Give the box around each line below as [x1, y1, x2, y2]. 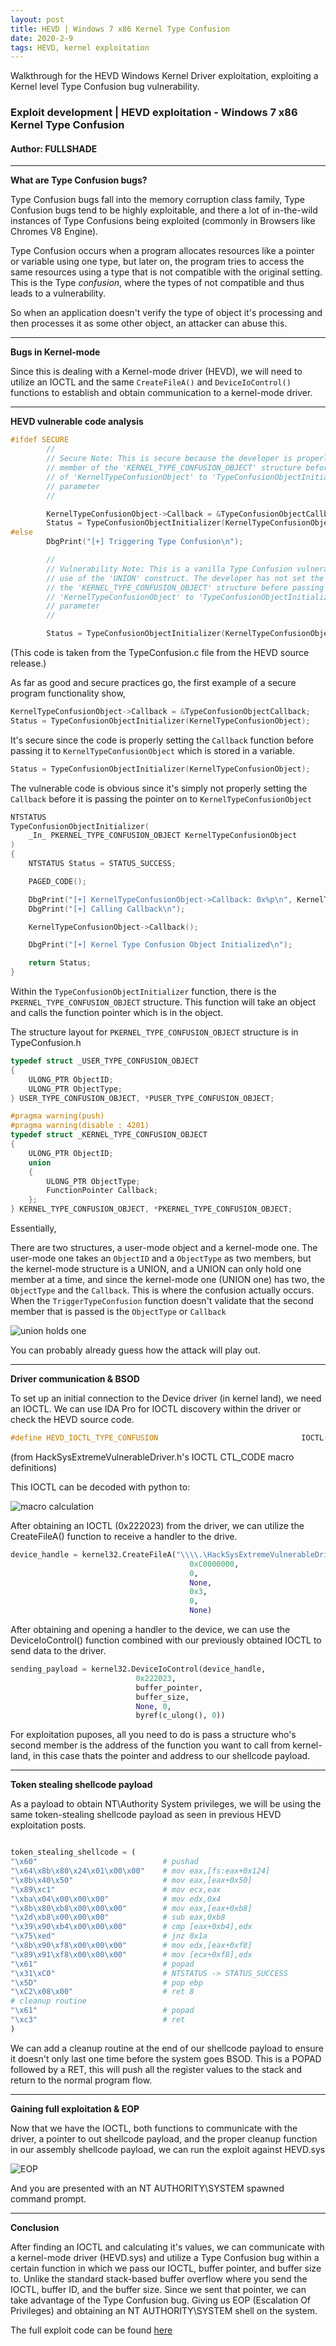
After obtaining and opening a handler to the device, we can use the [10, 1624, 291, 1635]
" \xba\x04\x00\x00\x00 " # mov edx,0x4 [10, 1894, 222, 1904]
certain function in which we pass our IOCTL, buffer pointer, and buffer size [10, 2262, 322, 2274]
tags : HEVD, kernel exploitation [10, 42, 150, 53]
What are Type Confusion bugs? [10, 174, 148, 186]
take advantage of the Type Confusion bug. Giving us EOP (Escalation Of [10, 2294, 312, 2306]
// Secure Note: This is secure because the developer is [46, 454, 293, 464]
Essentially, [10, 1222, 57, 1234]
